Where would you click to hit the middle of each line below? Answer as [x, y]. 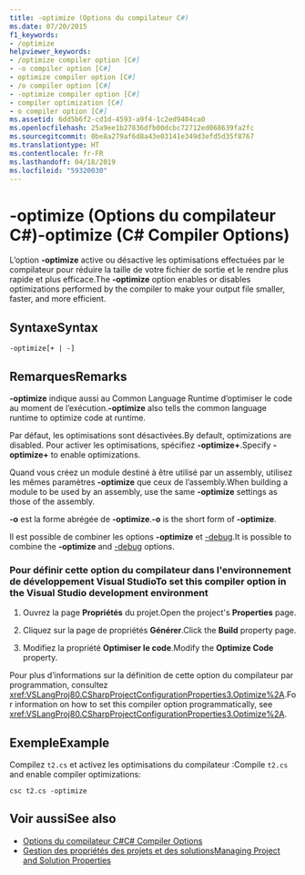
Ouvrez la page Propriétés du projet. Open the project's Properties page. [159, 612]
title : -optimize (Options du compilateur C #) [99, 18]
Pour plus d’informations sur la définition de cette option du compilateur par [152, 675]
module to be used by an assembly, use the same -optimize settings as [143, 491]
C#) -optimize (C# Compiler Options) [150, 235]
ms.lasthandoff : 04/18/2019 [63, 162]
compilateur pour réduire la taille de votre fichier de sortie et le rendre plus [149, 270]
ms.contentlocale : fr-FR [56, 153]
